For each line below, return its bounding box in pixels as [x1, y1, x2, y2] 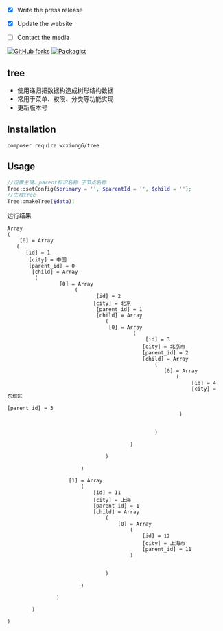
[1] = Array [68, 478, 103, 484]
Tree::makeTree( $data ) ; [7, 198, 75, 205]
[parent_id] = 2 [142, 350, 189, 356]
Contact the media [16, 34, 70, 42]
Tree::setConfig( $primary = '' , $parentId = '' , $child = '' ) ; [7, 185, 192, 192]
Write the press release [16, 6, 84, 14]
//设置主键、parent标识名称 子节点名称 [7, 179, 106, 186]
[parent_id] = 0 [28, 263, 75, 270]
